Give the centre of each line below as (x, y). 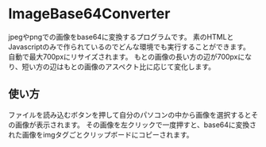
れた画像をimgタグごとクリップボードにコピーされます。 (101, 134)
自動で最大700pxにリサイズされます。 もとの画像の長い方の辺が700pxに (127, 56)
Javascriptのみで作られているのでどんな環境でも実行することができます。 (129, 46)
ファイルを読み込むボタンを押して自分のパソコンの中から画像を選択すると (130, 114)
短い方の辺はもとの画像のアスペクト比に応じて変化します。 (119, 66)
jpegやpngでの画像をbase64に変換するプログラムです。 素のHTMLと (121, 37)
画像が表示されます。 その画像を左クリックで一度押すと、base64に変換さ (135, 125)
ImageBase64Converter (89, 14)
